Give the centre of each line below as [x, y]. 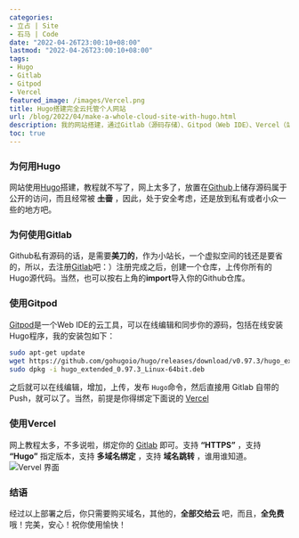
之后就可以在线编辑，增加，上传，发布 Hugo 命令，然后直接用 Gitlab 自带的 [144, 387]
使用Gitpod [33, 304]
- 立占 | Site [34, 26]
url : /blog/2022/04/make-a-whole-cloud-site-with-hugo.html [123, 117]
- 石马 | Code [34, 34]
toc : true [28, 134]
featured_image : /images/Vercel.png [77, 100]
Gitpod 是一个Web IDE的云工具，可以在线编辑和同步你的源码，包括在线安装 [146, 324]
